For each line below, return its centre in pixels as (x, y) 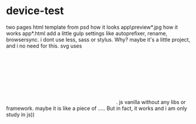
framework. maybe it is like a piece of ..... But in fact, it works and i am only (97, 108)
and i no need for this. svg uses (44, 46)
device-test (35, 11)
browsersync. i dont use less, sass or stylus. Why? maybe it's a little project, (98, 39)
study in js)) (21, 114)
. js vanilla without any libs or (151, 102)
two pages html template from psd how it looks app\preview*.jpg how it (92, 27)
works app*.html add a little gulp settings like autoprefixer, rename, (87, 33)
